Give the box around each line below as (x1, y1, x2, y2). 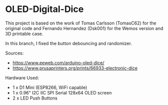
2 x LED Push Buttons (12, 95, 58, 101)
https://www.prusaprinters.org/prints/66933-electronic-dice (12, 65, 138, 71)
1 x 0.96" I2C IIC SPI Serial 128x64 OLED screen (12, 89, 112, 95)
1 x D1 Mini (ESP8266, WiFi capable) (12, 84, 88, 90)
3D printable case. (5, 30, 44, 36)
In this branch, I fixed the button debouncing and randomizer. (5, 40, 132, 46)
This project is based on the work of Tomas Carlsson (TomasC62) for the (5, 20, 157, 26)
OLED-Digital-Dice (5, 3, 84, 15)
